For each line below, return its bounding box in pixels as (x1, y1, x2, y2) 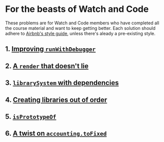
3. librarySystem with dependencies (5, 78, 119, 87)
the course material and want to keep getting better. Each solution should (5, 25, 156, 31)
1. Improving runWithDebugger (5, 45, 96, 53)
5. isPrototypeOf (5, 112, 56, 121)
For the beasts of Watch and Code (5, 3, 149, 15)
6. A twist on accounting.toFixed (5, 129, 107, 138)
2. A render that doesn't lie (5, 62, 89, 70)
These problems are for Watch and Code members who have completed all (5, 20, 160, 26)
